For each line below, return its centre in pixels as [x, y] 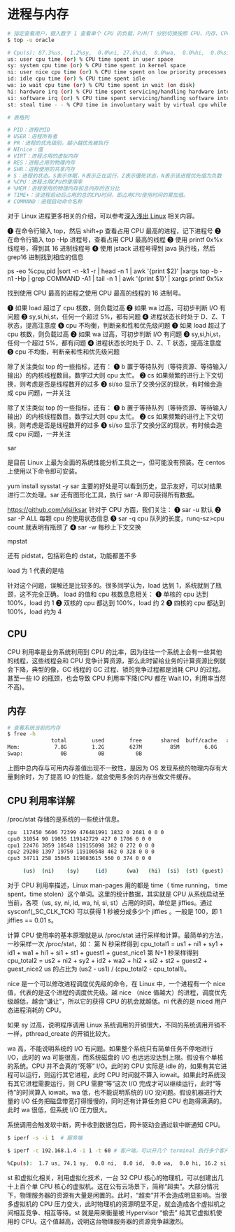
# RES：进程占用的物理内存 [41, 162]
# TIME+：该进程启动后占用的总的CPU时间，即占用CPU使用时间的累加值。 [98, 195]
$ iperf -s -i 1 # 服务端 [45, 1138]
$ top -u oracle [31, 40]
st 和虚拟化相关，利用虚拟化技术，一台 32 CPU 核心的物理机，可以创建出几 [115, 1177]
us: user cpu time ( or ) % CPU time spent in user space [90, 59]
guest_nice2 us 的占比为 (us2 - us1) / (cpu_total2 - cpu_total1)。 [99, 969]
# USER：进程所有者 [33, 137]
